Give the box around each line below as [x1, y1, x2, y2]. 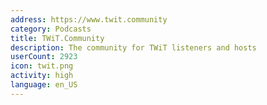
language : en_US [10, 80, 78, 90]
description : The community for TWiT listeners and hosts [10, 42, 257, 53]
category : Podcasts [10, 24, 92, 34]
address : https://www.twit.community [10, 14, 168, 25]
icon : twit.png [10, 61, 74, 71]
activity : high [10, 71, 74, 81]
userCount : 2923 [10, 52, 78, 62]
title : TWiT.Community [10, 33, 105, 43]
